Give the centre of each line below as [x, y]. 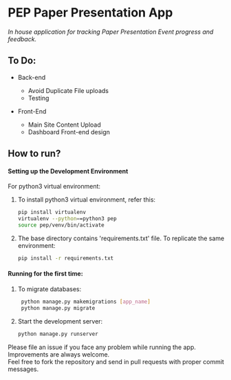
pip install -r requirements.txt [66, 258]
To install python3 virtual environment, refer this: [87, 200]
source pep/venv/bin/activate [61, 225]
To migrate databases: [49, 289]
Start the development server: [60, 321]
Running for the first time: [45, 274]
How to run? [34, 154]
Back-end [32, 77]
